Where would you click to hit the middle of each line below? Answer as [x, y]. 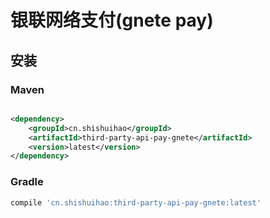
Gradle [27, 182]
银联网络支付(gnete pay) [112, 20]
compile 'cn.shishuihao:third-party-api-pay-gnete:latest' [136, 202]
